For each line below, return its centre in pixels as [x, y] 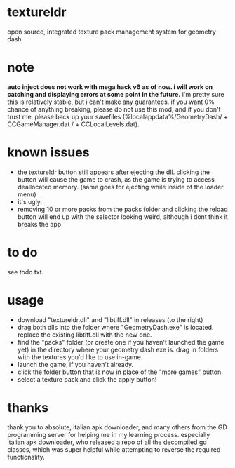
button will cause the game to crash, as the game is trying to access [116, 179]
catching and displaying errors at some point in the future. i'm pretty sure [116, 94]
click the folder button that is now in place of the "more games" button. [120, 372]
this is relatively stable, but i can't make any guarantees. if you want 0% [111, 102]
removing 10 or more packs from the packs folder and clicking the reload [122, 209]
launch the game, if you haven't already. [75, 364]
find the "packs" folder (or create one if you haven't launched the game [121, 342]
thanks [28, 407]
